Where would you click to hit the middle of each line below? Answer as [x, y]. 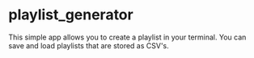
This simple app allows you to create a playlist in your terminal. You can [127, 37]
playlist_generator [71, 15]
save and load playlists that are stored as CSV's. [89, 45]
